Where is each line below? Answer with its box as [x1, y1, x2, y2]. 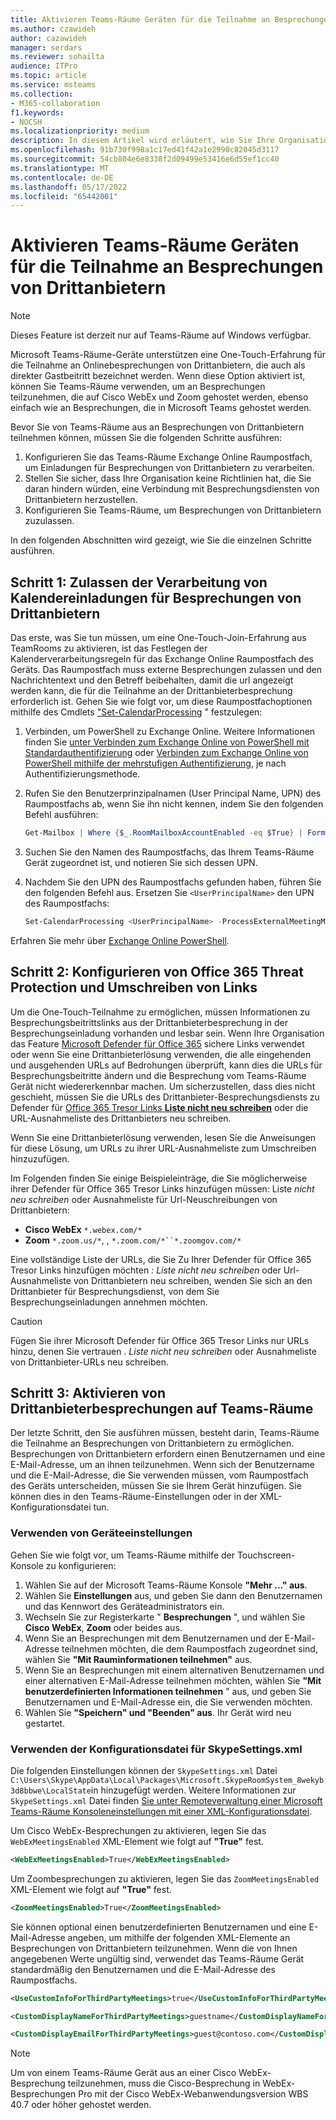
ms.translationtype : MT [10, 163, 110, 173]
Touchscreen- [236, 1549, 296, 1561]
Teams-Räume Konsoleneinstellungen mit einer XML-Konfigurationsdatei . [10, 1805, 313, 1817]
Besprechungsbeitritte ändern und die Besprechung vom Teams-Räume [10, 1069, 307, 1081]
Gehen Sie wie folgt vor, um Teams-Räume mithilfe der [10, 1549, 235, 1561]
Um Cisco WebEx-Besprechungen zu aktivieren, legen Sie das [10, 1824, 267, 1836]
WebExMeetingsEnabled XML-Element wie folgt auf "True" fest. [10, 1835, 264, 1847]
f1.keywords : [10, 107, 65, 118]
